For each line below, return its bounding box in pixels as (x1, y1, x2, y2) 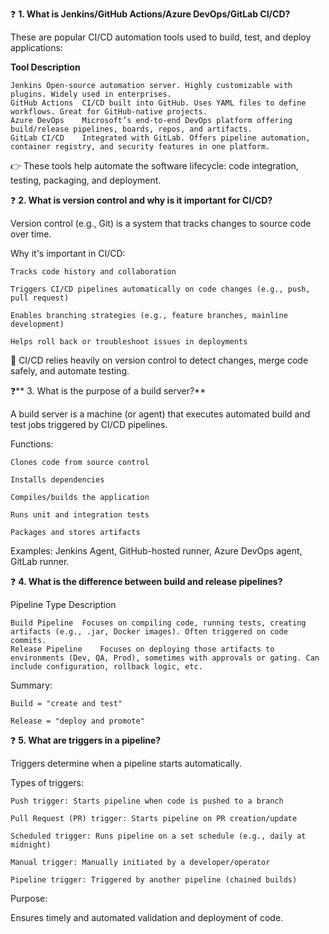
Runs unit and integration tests (10, 510, 150, 520)
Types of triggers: (10, 777, 85, 788)
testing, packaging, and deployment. (10, 174, 162, 186)
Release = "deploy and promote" (10, 716, 145, 726)
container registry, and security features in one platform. (10, 142, 271, 152)
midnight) (10, 840, 52, 850)
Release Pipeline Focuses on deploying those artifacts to (10, 644, 275, 654)
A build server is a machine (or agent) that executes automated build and (10, 408, 311, 420)
